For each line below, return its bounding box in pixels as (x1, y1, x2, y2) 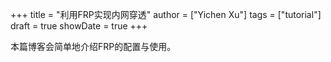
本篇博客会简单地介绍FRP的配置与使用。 (10, 41, 177, 52)
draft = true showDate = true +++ (10, 20, 148, 32)
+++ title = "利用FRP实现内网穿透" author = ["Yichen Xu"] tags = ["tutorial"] (10, 9, 322, 20)
